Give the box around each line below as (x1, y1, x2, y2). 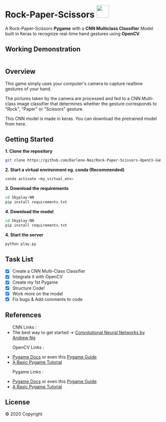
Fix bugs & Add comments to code (12, 296, 83, 302)
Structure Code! (12, 285, 45, 291)
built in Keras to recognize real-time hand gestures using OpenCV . (5, 30, 141, 37)
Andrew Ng (12, 335, 36, 341)
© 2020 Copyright (5, 411, 43, 417)
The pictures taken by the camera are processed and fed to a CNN (5, 95, 141, 101)
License (5, 398, 30, 406)
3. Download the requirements (5, 185, 69, 191)
